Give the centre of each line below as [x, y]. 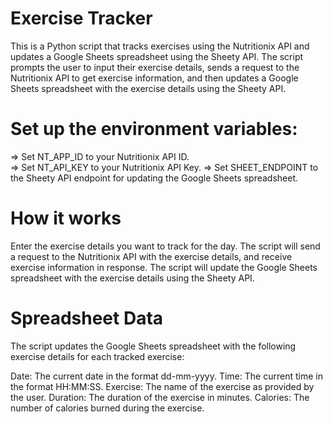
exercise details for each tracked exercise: [97, 356]
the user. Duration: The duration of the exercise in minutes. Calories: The [160, 397]
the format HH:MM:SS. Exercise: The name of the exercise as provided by [162, 386]
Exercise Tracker [81, 18]
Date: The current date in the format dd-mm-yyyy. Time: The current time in [166, 376]
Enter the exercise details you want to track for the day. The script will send [165, 246]
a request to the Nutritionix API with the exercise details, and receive [151, 256]
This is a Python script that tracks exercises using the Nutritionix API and [160, 46]
